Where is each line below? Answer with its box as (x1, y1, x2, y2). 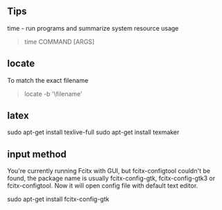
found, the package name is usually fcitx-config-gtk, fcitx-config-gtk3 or (7, 174, 216, 183)
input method (7, 148, 67, 160)
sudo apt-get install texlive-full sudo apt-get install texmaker (7, 128, 180, 136)
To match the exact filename (7, 76, 89, 84)
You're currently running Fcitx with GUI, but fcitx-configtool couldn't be (7, 167, 210, 175)
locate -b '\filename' (24, 90, 83, 98)
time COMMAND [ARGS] (24, 38, 95, 46)
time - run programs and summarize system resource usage (7, 24, 179, 32)
